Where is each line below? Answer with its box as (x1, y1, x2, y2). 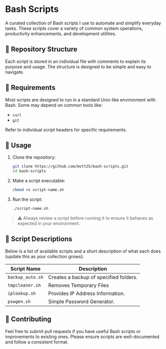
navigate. (5, 69, 24, 75)
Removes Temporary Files (48, 282, 109, 289)
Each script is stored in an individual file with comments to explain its (5, 58, 146, 64)
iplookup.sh (7, 291, 36, 296)
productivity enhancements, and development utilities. (5, 30, 117, 36)
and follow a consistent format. (5, 339, 69, 345)
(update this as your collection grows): (5, 253, 84, 259)
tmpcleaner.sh (7, 282, 41, 288)
